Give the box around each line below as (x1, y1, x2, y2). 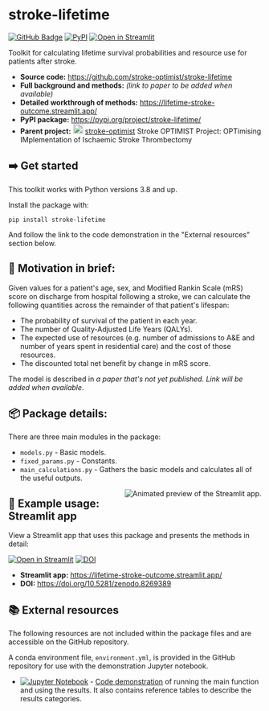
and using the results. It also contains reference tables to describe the (19, 685, 252, 695)
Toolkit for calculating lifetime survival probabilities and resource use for (8, 47, 247, 57)
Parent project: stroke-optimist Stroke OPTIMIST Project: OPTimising (19, 126, 262, 136)
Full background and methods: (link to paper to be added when (19, 80, 233, 90)
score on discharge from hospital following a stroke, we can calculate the (8, 291, 251, 301)
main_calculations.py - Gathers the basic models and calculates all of (19, 465, 253, 475)
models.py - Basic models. (19, 448, 107, 458)
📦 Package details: (8, 406, 108, 420)
